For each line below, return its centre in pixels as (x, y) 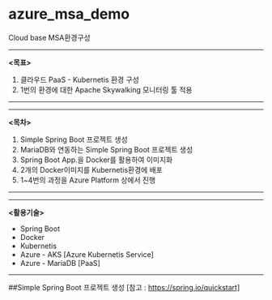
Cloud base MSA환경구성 (49, 37)
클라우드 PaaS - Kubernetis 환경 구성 (79, 79)
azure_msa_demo (69, 14)
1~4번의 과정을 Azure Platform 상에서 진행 (88, 180)
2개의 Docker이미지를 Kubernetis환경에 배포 (91, 169)
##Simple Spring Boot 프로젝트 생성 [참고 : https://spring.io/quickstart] (124, 287)
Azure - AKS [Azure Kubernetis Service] (87, 254)
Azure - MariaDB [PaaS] (60, 263)
